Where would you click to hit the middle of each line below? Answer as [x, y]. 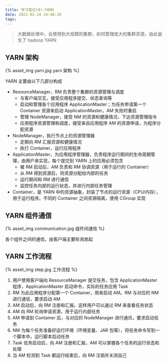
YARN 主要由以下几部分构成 [34, 81]
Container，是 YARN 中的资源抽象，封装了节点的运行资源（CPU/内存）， [86, 192]
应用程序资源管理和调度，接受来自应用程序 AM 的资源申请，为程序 [88, 123]
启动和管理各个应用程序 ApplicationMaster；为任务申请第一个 [83, 104]
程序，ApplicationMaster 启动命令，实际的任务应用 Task [70, 286]
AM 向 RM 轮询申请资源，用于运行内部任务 [56, 311]
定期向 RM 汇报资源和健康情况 [51, 142]
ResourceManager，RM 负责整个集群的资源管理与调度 [68, 92]
